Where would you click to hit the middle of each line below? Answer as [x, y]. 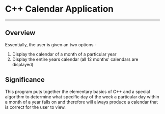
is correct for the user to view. [36, 107]
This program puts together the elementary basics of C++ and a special [78, 92]
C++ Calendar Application [59, 9]
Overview [20, 33]
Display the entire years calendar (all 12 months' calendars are [75, 59]
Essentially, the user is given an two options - [51, 44]
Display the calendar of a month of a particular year [64, 54]
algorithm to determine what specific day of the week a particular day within [82, 96]
